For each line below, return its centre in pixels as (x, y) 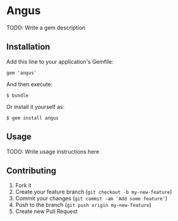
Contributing (31, 170)
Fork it (23, 185)
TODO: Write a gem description (46, 28)
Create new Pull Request (46, 211)
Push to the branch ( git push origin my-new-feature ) (83, 205)
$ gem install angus (33, 118)
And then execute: (29, 84)
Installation (28, 47)
